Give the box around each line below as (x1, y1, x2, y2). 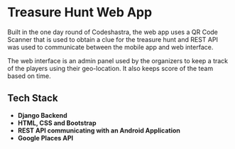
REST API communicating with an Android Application (17, 126, 181, 135)
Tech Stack (7, 92, 58, 104)
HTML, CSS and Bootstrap (17, 118, 97, 127)
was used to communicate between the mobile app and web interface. (7, 43, 214, 51)
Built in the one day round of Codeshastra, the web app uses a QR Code (7, 28, 219, 36)
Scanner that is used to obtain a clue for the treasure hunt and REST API (7, 35, 219, 43)
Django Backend (17, 111, 67, 119)
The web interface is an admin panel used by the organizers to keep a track (7, 56, 229, 65)
